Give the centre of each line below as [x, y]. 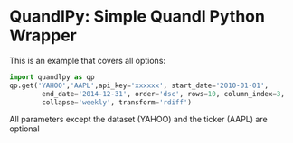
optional [24, 129]
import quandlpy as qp [52, 77]
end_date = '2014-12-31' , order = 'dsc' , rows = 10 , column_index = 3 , [163, 94]
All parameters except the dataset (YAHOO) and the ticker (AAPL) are [139, 120]
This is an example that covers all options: [87, 60]
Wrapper [43, 36]
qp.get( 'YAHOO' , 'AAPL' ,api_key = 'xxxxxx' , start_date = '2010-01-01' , [139, 85]
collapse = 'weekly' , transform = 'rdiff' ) [117, 102]
